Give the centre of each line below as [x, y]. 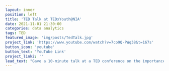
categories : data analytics [35, 28]
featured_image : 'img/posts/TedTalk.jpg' [49, 38]
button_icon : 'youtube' [30, 47]
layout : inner [20, 10]
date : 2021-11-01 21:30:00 [33, 24]
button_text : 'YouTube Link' [36, 51]
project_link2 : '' [24, 56]
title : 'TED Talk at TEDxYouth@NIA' [44, 19]
